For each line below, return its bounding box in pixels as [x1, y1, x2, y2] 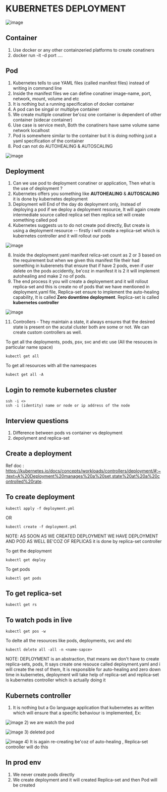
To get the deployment [5, 548, 52, 554]
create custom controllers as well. [12, 330, 82, 335]
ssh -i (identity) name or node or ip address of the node [5, 403, 130, 408]
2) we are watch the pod [24, 720, 74, 726]
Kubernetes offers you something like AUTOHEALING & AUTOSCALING [12, 191, 160, 197]
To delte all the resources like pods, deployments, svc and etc [5, 638, 132, 644]
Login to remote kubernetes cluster [5, 386, 117, 394]
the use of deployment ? [12, 186, 63, 192]
